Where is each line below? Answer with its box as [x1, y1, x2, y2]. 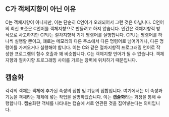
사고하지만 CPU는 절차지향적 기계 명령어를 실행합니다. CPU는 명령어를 [18, 32, 157, 38]
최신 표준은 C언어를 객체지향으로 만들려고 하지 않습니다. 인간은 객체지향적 [10, 25, 155, 31]
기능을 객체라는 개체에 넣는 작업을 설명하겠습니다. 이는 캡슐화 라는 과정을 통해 [5, 94, 156, 100]
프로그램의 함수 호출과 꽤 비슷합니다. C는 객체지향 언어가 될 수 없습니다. [14, 50, 155, 56]
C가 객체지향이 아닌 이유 [5, 5, 76, 14]
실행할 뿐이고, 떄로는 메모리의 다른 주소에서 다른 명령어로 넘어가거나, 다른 [14, 38, 159, 44]
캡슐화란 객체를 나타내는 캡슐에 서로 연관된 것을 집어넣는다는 [24, 100, 143, 106]
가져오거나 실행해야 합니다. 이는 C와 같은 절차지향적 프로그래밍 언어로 [18, 44, 155, 50]
